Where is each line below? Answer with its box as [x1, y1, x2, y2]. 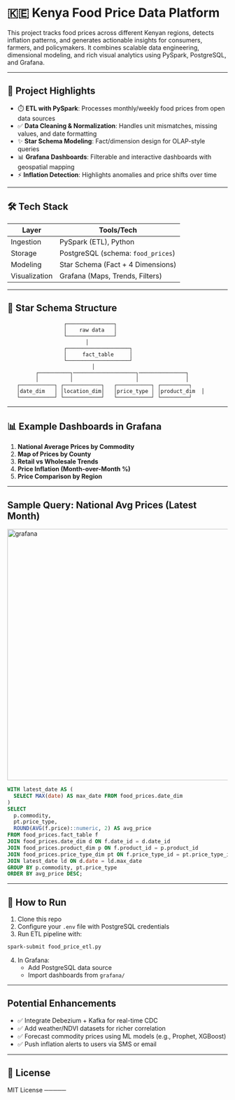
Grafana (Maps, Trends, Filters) [59, 271, 162, 280]
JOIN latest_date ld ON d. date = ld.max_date [7, 857, 142, 864]
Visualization [10, 271, 53, 280]
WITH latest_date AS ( [7, 786, 73, 793]
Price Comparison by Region [17, 472, 103, 480]
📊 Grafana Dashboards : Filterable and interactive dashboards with [17, 152, 212, 161]
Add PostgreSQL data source [27, 963, 112, 971]
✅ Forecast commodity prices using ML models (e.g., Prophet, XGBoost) [17, 1031, 227, 1040]
